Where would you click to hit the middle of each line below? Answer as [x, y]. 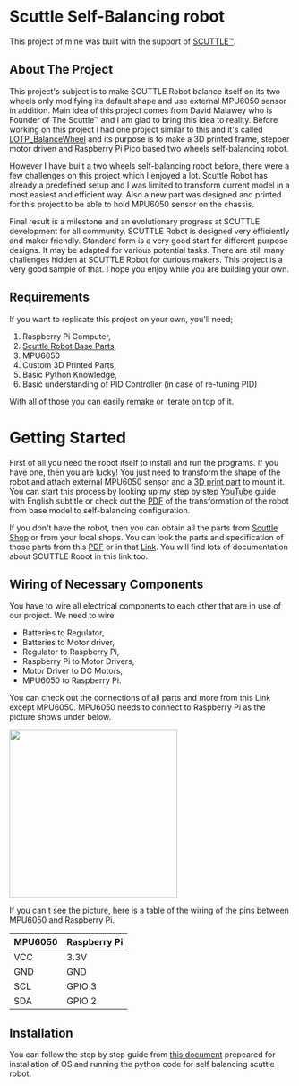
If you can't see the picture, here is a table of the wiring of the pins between [149, 911]
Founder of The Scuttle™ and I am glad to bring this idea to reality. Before [144, 119]
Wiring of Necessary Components [107, 584]
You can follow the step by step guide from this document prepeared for [142, 1055]
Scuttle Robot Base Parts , [69, 346]
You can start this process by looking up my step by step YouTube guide [142, 491]
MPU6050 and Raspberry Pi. [62, 920]
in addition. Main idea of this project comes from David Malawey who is [141, 110]
